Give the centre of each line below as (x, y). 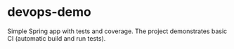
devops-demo (49, 12)
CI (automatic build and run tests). (57, 38)
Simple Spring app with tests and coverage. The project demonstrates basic (117, 31)
